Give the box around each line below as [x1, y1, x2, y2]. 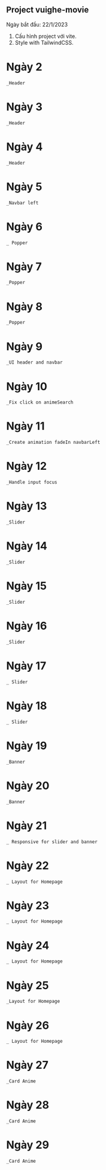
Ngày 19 [6, 739, 47, 753]
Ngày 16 [6, 619, 47, 633]
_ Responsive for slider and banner [6, 838, 98, 845]
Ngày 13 [6, 499, 47, 513]
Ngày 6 [6, 220, 43, 233]
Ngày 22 [6, 859, 49, 872]
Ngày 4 [6, 140, 43, 153]
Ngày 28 [6, 1098, 50, 1112]
